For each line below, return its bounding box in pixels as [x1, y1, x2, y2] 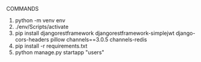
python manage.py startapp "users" [14, 49, 104, 56]
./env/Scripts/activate [14, 23, 69, 30]
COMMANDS [6, 5, 39, 12]
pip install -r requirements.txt [14, 42, 88, 49]
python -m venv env [14, 17, 65, 23]
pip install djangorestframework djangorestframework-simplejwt [14, 29, 175, 37]
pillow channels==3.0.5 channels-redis [50, 36, 147, 43]
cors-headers [14, 36, 49, 43]
